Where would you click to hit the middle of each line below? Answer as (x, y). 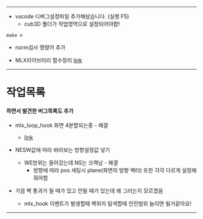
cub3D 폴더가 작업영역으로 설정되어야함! (72, 24)
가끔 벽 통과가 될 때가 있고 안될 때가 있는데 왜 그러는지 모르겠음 (89, 191)
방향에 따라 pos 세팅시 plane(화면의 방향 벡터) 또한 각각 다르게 (107, 171)
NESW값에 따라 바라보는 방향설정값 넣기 (63, 150)
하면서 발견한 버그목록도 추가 (40, 111)
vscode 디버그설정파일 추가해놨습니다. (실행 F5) (72, 16)
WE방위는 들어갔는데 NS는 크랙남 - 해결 (71, 163)
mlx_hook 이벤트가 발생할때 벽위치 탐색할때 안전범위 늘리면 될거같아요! (108, 204)
